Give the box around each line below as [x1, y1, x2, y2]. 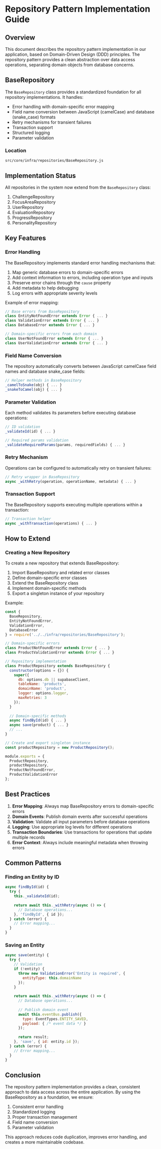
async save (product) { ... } [9, 722, 69, 727]
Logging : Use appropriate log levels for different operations [12, 824, 132, 830]
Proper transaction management [12, 1114, 78, 1120]
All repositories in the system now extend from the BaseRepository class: [5, 184, 151, 190]
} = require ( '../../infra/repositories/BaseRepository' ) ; [5, 632, 125, 637]
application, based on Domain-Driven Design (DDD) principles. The [5, 51, 140, 57]
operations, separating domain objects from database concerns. [5, 62, 135, 68]
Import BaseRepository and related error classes [12, 570, 110, 576]
